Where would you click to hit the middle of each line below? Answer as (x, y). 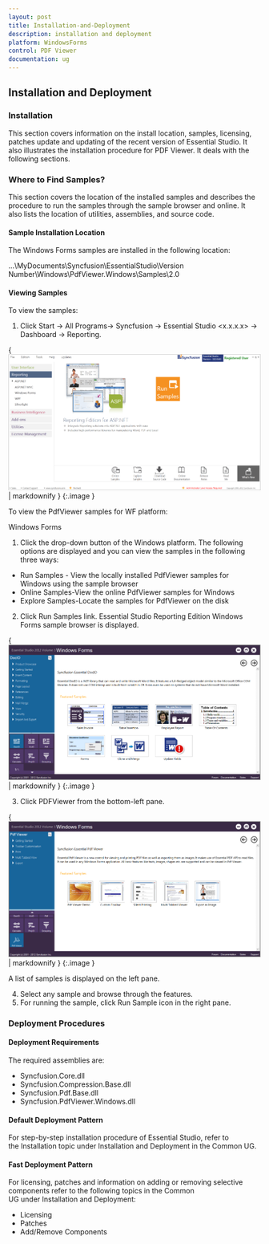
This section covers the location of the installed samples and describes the (132, 197)
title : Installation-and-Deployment (69, 25)
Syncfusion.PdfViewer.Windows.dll (78, 1101)
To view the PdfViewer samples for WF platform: (88, 511)
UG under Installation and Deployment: (72, 1199)
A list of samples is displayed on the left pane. (84, 978)
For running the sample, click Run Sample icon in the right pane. (125, 1002)
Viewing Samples (38, 292)
